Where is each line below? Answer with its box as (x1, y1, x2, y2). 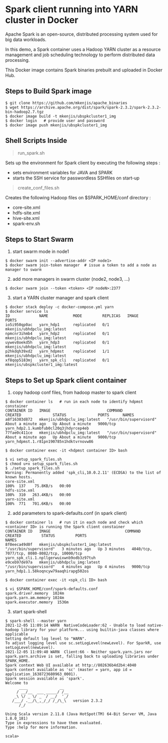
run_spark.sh (17, 150, 45, 156)
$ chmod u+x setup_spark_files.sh (5, 461, 78, 467)
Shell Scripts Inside (5, 136, 67, 145)
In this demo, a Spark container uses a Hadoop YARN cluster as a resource (5, 46, 161, 52)
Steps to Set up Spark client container (5, 376, 127, 385)
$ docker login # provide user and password (5, 118, 105, 123)
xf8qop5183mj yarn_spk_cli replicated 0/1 (5, 358, 109, 363)
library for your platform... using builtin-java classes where (21, 627, 159, 633)
